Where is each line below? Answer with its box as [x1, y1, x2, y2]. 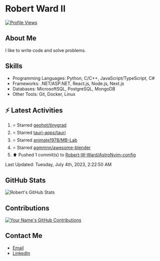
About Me [5, 34, 36, 42]
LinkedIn [12, 250, 30, 256]
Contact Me [5, 231, 42, 240]
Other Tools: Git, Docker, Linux [12, 91, 76, 97]
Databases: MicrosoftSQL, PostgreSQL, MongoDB [12, 85, 115, 91]
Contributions [5, 203, 49, 212]
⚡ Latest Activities [5, 106, 63, 114]
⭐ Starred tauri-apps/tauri [12, 129, 66, 135]
